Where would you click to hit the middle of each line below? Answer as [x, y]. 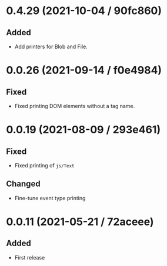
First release [30, 257]
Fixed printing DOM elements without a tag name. [75, 106]
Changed [23, 184]
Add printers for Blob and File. [51, 46]
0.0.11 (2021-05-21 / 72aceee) [80, 222]
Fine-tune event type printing [50, 198]
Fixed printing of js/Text [44, 165]
